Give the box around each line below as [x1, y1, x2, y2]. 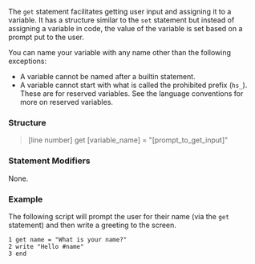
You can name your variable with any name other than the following [8, 48, 231, 57]
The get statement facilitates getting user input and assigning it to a [8, 7, 232, 16]
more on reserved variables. [19, 98, 114, 106]
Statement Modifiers [8, 155, 91, 166]
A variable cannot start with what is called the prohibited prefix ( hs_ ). [19, 80, 248, 90]
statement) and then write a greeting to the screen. [8, 220, 176, 230]
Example [8, 194, 43, 205]
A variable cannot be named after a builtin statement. [19, 72, 196, 81]
